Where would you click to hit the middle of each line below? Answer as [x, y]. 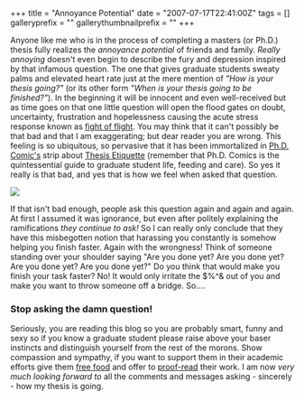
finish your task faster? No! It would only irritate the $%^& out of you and [145, 276]
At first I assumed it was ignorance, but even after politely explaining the [144, 219]
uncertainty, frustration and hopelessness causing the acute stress [134, 117]
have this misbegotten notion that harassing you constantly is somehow [143, 237]
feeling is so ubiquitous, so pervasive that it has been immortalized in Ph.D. [150, 145]
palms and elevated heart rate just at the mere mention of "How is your [142, 79]
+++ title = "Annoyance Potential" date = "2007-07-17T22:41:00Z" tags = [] [150, 13]
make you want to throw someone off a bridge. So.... [108, 285]
